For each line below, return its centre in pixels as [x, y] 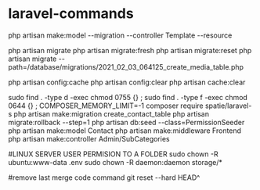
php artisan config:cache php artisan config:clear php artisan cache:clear [127, 82]
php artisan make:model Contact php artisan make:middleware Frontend [125, 131]
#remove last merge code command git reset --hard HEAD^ [104, 177]
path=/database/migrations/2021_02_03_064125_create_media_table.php [126, 66]
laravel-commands [71, 14]
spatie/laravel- [228, 106]
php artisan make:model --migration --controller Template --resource [120, 35]
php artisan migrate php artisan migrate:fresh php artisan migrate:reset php [130, 50]
